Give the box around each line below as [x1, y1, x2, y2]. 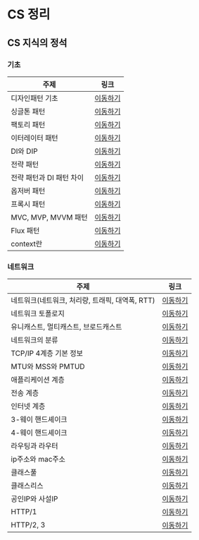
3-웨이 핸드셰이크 [11, 414, 68, 424]
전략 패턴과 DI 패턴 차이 [11, 172, 84, 182]
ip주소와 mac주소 [11, 455, 65, 464]
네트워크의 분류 [11, 335, 58, 345]
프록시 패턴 [11, 199, 46, 209]
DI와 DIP [11, 146, 38, 156]
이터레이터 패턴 [11, 133, 58, 143]
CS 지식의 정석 [7, 37, 68, 49]
